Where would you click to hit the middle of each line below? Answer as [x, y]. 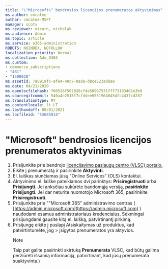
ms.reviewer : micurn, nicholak [38, 29]
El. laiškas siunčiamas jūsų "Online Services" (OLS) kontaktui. [77, 176]
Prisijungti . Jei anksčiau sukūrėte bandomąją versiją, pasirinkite [80, 187]
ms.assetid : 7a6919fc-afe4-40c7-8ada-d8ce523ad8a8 [60, 81]
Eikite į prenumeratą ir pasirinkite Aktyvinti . [58, 170]
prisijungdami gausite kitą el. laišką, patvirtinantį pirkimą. [72, 219]
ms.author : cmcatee [26, 15]
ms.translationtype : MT [31, 100]
